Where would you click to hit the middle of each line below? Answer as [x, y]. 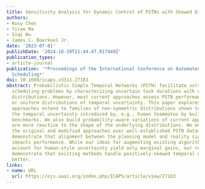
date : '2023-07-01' [31, 46]
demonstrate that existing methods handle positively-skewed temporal [103, 154]
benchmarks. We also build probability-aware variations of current [101, 119]
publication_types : [31, 57]
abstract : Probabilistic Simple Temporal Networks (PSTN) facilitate [97, 86]
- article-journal [30, 63]
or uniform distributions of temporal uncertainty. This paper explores [106, 102]
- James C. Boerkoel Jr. [38, 40]
